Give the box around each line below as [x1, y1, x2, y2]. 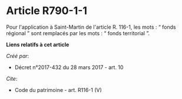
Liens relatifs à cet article [6, 41, 70, 48]
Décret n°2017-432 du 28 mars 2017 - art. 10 [14, 63, 124, 71]
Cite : [6, 75, 18, 82]
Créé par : [6, 52, 29, 59]
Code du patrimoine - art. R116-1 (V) [14, 86, 102, 93]
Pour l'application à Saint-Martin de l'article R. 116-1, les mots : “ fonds [6, 23, 176, 30]
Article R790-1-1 [6, 4, 87, 18]
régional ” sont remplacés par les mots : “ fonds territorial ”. [6, 29, 150, 36]
